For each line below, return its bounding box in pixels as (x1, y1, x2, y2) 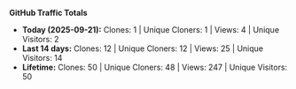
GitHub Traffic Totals (9, 8, 88, 18)
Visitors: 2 (21, 34, 59, 44)
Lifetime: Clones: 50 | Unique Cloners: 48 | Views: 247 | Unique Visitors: (21, 62, 288, 72)
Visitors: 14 (21, 53, 63, 63)
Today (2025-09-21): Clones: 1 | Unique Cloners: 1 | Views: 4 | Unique (21, 25, 280, 34)
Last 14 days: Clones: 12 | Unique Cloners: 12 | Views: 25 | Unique (21, 43, 264, 54)
